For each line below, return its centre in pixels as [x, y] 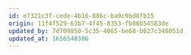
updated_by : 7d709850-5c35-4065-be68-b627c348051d [96, 31]
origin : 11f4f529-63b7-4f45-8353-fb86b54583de [89, 23]
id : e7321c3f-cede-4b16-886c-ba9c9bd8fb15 [81, 16]
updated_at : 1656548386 [49, 38]
